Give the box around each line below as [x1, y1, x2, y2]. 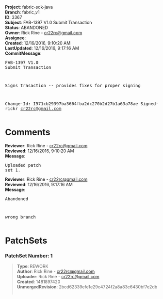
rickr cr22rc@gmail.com [5, 106, 62, 111]
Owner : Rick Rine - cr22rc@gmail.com [5, 30, 82, 35]
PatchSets [5, 235, 48, 246]
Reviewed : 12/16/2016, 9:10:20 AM [5, 148, 74, 154]
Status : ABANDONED [5, 25, 49, 31]
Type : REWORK [16, 264, 49, 269]
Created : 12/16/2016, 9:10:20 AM [5, 40, 71, 46]
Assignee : [5, 35, 26, 41]
